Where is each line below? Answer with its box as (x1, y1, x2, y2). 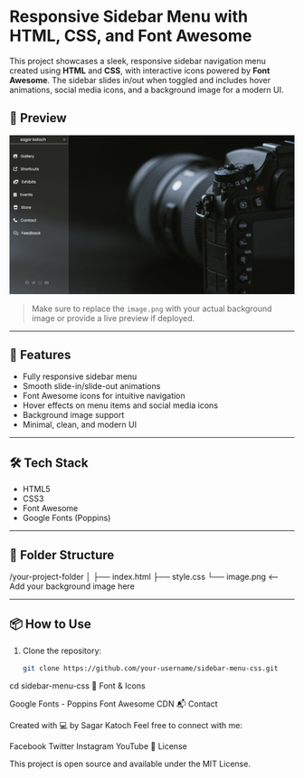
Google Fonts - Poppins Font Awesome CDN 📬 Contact (9, 698, 219, 709)
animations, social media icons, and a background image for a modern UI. (9, 84, 284, 95)
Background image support (22, 410, 125, 421)
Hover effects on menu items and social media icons (22, 400, 219, 411)
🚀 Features (9, 346, 71, 363)
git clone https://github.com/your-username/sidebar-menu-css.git (22, 663, 279, 673)
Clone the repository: (22, 645, 102, 656)
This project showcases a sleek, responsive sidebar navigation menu (9, 55, 267, 66)
